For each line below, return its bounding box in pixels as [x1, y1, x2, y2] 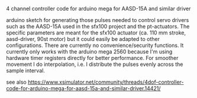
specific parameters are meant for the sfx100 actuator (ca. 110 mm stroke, [6, 29, 186, 36]
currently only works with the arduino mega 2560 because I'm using [6, 48, 173, 55]
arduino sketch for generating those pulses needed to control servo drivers [6, 17, 189, 23]
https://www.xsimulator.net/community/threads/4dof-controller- [27, 78, 184, 86]
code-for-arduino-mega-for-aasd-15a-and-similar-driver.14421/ [6, 85, 161, 91]
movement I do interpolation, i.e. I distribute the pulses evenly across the [6, 61, 183, 68]
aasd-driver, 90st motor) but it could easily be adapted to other [6, 36, 160, 42]
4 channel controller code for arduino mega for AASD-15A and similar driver [6, 5, 191, 12]
